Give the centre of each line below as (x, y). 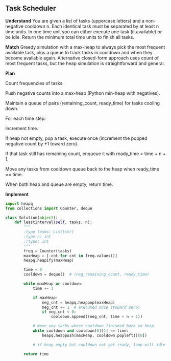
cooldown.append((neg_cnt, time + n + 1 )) (97, 317)
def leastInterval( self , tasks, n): (54, 222)
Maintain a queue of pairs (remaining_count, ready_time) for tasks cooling (82, 103)
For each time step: (26, 118)
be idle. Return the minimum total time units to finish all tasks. (70, 37)
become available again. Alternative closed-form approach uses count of (82, 58)
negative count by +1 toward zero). (42, 143)
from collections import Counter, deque (49, 208)
